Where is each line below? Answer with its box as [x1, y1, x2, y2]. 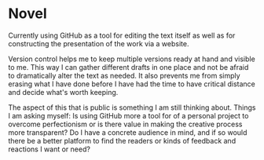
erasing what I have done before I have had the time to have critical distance [8, 79, 255, 89]
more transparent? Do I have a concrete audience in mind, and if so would [8, 127, 247, 137]
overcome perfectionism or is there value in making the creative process [8, 119, 243, 129]
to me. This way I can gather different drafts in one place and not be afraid [8, 62, 249, 71]
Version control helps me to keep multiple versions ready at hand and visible [8, 54, 255, 64]
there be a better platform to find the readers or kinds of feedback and [8, 136, 236, 145]
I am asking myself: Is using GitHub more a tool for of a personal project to [8, 111, 249, 120]
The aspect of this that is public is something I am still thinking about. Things [8, 103, 256, 112]
